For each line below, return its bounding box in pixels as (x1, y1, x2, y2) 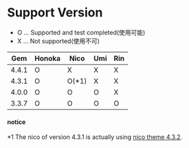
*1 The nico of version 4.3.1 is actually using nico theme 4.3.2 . (7, 133, 183, 141)
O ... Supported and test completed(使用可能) (16, 28, 146, 36)
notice (7, 118, 26, 126)
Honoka (34, 53, 60, 63)
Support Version (7, 5, 103, 21)
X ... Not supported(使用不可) (16, 36, 100, 45)
